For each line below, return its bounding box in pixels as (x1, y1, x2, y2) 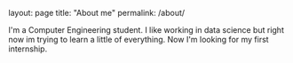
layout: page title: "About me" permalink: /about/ (8, 8, 186, 18)
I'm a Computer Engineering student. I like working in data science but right (8, 25, 285, 35)
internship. (8, 43, 48, 54)
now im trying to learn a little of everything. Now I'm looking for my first (8, 35, 269, 44)
